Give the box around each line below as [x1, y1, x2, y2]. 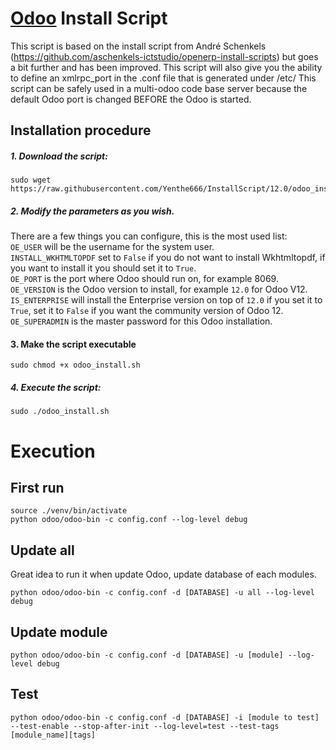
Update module [10, 623, 108, 641]
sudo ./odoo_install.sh [10, 407, 110, 417]
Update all [10, 542, 75, 559]
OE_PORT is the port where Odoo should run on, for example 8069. [10, 273, 279, 285]
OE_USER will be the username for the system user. [10, 241, 215, 253]
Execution [10, 440, 96, 462]
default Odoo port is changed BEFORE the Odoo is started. [10, 93, 252, 105]
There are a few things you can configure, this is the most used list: [10, 230, 288, 242]
